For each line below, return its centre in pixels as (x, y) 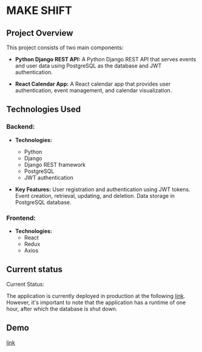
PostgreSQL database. (43, 202)
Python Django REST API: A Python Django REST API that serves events (106, 59)
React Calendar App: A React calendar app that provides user (93, 84)
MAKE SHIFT (39, 11)
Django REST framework (55, 164)
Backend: (21, 127)
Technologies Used (43, 110)
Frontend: (21, 218)
